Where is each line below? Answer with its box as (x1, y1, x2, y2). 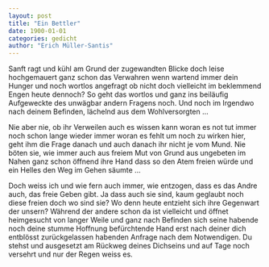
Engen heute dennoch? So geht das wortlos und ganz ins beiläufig (8, 90, 229, 99)
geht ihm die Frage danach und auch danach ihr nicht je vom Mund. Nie (8, 140, 246, 149)
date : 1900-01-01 (8, 27, 67, 35)
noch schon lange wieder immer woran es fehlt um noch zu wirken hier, (8, 131, 246, 141)
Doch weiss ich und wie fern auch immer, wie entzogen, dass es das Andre (8, 181, 258, 190)
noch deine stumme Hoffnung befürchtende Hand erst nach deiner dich (8, 223, 247, 234)
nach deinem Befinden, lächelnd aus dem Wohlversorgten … (8, 106, 209, 117)
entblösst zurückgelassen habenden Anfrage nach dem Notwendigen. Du (8, 232, 252, 242)
